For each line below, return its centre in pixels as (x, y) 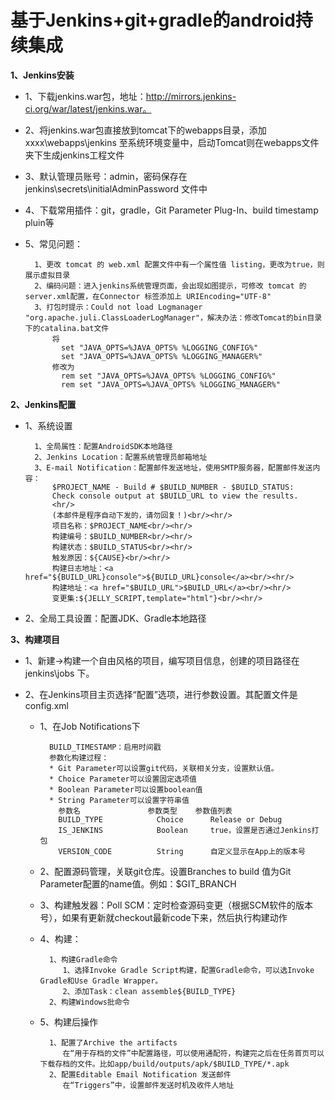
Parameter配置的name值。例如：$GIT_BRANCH (138, 883)
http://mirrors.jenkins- (191, 96)
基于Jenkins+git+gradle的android (153, 20)
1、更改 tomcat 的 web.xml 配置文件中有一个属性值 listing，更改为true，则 (179, 264)
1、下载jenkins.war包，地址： (85, 96)
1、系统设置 (48, 425)
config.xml (46, 705)
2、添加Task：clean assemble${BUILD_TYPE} (149, 991)
